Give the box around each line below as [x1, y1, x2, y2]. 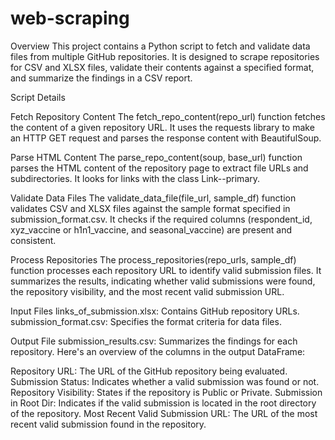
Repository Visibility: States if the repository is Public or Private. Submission [10, 386, 323, 398]
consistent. [10, 234, 57, 246]
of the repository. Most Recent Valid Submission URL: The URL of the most [10, 407, 318, 419]
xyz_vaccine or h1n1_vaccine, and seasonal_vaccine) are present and [10, 223, 293, 236]
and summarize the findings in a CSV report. [10, 72, 193, 84]
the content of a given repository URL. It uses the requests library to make [10, 121, 315, 133]
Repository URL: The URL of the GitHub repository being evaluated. [10, 365, 288, 377]
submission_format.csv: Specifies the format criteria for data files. [10, 315, 282, 327]
